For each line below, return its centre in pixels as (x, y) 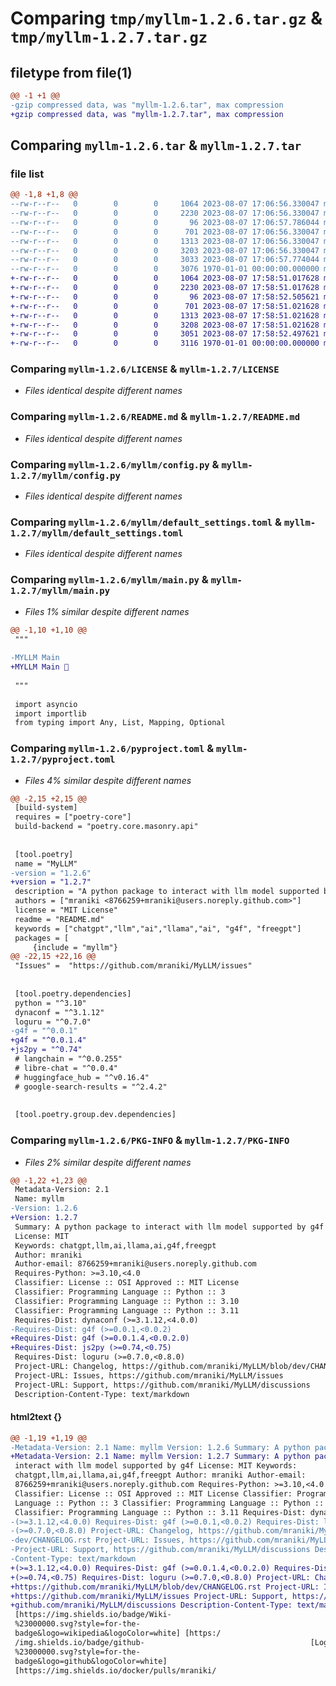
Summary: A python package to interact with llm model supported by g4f (169, 1227)
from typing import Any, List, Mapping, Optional (120, 723)
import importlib (50, 713)
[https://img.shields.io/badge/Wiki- (93, 1615)
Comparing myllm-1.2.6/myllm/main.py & (109, 580)
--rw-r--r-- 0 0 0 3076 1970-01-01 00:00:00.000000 (165, 269)
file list (27, 174)
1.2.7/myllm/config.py (65, 475)
